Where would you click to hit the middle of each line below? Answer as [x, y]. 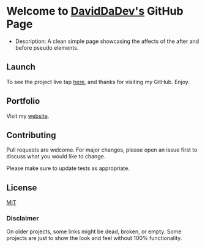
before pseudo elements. [47, 47]
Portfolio [23, 101]
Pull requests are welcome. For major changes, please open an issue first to [102, 150]
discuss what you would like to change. [56, 157]
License [22, 188]
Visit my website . [28, 116]
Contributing [31, 135]
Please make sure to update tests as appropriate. [68, 168]
